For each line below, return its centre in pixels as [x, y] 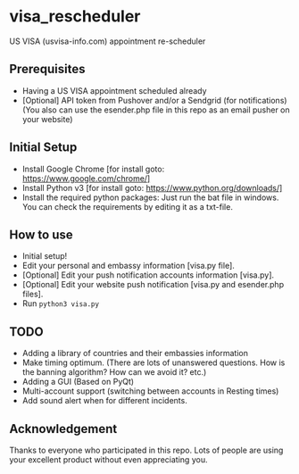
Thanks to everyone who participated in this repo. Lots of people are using [146, 450]
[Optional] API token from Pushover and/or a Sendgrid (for [129, 100]
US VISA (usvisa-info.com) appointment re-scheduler [108, 41]
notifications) [263, 100]
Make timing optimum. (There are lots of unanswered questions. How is [154, 362]
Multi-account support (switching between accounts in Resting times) [150, 391]
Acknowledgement [63, 429]
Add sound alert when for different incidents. [104, 401]
